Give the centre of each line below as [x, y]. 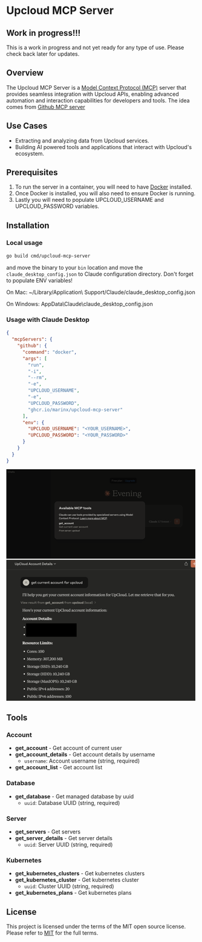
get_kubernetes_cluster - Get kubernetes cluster [77, 880]
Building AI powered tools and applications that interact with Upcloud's [103, 147]
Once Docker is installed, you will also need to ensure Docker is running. [105, 193]
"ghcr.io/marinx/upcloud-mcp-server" [75, 410]
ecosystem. [29, 153]
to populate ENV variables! [39, 280]
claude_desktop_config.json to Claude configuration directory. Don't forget [100, 274]
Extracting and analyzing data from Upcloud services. [82, 141]
